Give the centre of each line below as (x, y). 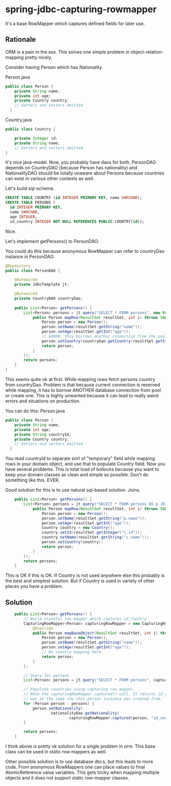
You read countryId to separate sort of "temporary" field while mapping (80, 459)
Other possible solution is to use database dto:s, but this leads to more (79, 762)
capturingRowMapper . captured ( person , (109, 718)
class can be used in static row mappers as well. (56, 752)
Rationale (21, 40)
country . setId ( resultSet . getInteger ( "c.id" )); (92, 533)
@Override (43, 628)
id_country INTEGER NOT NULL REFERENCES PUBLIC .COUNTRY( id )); (77, 221)
